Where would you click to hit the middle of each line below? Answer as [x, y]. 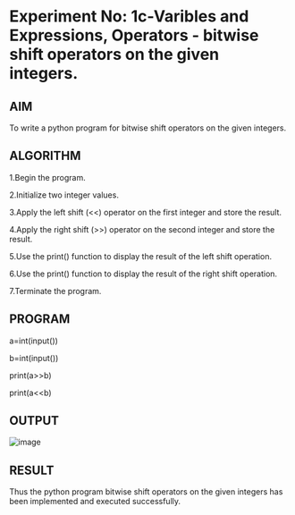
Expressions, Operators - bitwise [134, 35]
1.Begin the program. [48, 177]
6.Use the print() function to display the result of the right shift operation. [143, 274]
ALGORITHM [45, 156]
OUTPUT [34, 421]
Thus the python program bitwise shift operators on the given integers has [146, 492]
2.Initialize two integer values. [64, 195]
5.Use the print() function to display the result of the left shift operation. [141, 256]
